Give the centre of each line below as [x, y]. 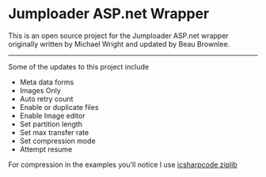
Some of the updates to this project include [78, 66]
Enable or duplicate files [59, 107]
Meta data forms [47, 82]
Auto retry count [46, 99]
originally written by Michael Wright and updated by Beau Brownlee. [119, 43]
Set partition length [51, 124]
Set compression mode [58, 141]
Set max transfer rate [54, 132]
